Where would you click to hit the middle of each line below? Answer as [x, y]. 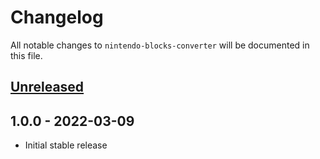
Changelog [57, 17]
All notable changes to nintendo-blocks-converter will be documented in [160, 45]
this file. [26, 55]
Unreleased [47, 87]
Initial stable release [66, 145]
